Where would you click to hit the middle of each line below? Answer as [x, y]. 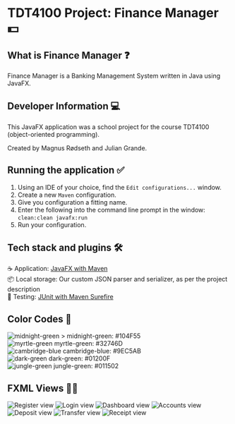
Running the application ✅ [66, 170]
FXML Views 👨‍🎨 [43, 388]
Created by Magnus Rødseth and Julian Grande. [77, 148]
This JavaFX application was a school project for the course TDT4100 [108, 127]
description [24, 289]
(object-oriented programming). [54, 134]
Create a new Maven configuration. [67, 195]
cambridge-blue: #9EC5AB [102, 351]
